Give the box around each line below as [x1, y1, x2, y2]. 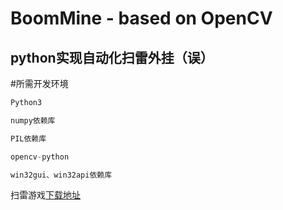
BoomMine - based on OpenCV [10, 7, 273, 30]
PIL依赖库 [10, 133, 47, 144]
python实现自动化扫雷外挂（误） [10, 49, 214, 66]
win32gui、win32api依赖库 [10, 170, 113, 180]
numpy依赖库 [10, 115, 56, 126]
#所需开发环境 [10, 78, 69, 89]
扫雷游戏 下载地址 [10, 189, 81, 201]
